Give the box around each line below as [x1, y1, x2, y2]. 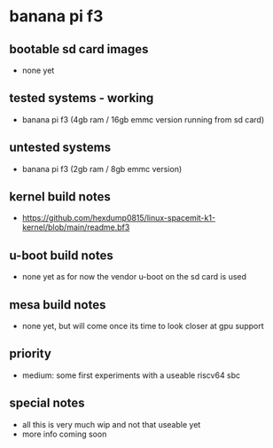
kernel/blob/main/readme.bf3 [21, 222, 130, 232]
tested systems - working [9, 90, 154, 106]
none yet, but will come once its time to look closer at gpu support [21, 321, 264, 332]
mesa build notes [9, 297, 106, 312]
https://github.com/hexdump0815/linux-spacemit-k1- [21, 213, 215, 224]
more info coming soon [21, 428, 107, 439]
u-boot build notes [9, 248, 113, 263]
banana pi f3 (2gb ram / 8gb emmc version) [21, 163, 183, 174]
